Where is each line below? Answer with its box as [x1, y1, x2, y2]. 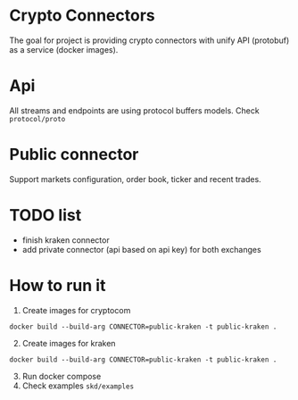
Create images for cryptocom [21, 304, 131, 315]
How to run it [9, 275, 106, 296]
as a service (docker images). [9, 44, 119, 54]
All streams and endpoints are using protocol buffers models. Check [9, 104, 261, 116]
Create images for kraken [21, 337, 116, 348]
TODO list [9, 205, 82, 225]
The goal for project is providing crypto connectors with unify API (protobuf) [9, 35, 290, 46]
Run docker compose [21, 371, 102, 381]
